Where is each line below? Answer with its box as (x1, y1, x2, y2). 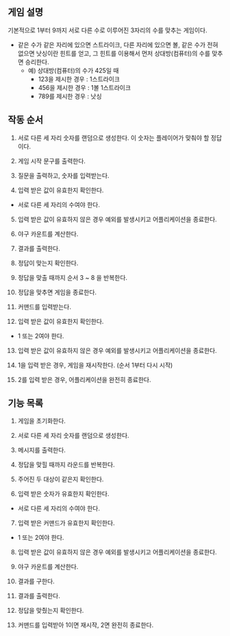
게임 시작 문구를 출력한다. (17, 156, 86, 165)
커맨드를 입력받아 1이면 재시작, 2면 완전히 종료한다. (17, 621, 154, 629)
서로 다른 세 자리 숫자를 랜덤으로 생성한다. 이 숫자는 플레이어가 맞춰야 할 (17, 133, 209, 142)
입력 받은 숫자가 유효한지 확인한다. (17, 490, 110, 498)
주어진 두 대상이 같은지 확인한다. (17, 475, 104, 484)
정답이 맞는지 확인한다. (17, 259, 79, 267)
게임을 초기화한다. (17, 417, 66, 425)
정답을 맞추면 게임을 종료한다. (17, 287, 97, 296)
